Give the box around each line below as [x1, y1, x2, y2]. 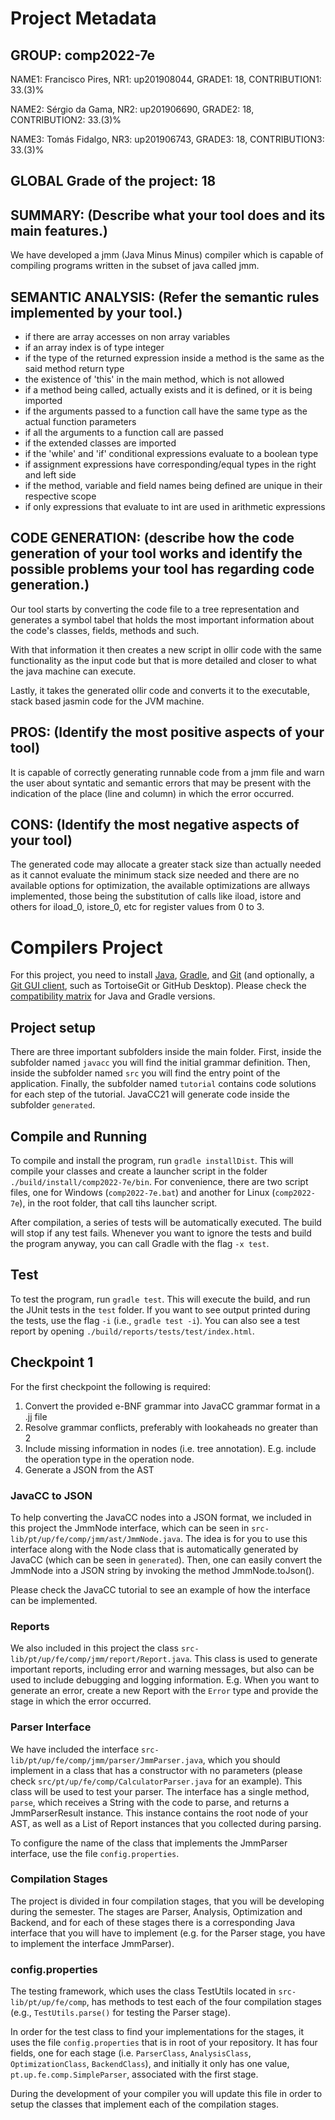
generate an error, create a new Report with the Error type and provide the [10, 1685, 319, 1697]
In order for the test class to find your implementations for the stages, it [10, 2026, 305, 2038]
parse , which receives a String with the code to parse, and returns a [10, 1796, 290, 1808]
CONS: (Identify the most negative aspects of [10, 817, 300, 834]
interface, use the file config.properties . [10, 1847, 180, 1859]
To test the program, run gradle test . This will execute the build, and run [10, 1293, 311, 1305]
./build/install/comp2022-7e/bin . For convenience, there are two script [10, 1176, 309, 1188]
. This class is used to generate [189, 1653, 318, 1665]
